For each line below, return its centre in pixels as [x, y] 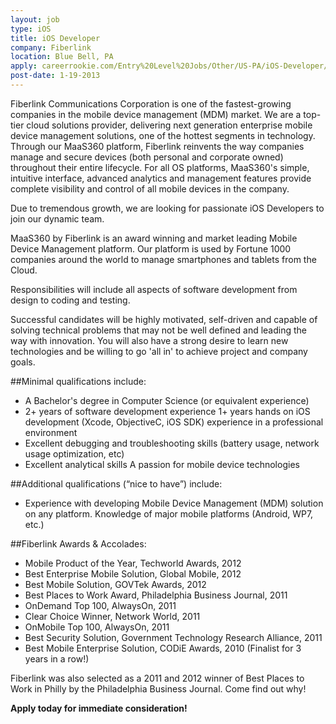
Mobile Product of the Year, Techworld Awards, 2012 [133, 563]
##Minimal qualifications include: [78, 381]
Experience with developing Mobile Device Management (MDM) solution [174, 503]
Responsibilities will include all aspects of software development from [154, 289]
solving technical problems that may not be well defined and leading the [159, 330]
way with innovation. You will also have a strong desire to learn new [149, 340]
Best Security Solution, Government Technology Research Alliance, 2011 [173, 637]
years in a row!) [57, 658]
